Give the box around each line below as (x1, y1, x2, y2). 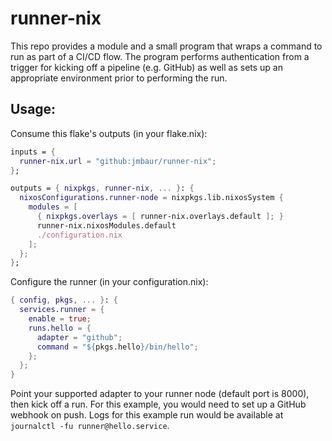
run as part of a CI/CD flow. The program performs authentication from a (10, 50, 310, 62)
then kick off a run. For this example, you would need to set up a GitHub (10, 398, 307, 411)
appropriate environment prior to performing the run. (10, 72, 228, 84)
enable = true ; (28, 314, 92, 324)
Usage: (10, 101, 57, 118)
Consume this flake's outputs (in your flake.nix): (10, 127, 208, 139)
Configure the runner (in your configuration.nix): (10, 276, 209, 288)
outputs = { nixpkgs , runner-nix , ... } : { (10, 183, 195, 194)
